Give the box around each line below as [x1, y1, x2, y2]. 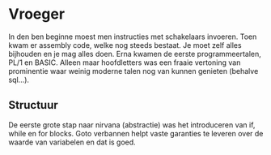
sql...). [8, 75, 30, 84]
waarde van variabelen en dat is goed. [8, 137, 136, 147]
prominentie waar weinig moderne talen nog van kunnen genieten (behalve [8, 66, 259, 75]
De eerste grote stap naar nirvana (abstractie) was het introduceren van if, [8, 119, 256, 130]
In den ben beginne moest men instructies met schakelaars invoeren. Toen [8, 32, 257, 41]
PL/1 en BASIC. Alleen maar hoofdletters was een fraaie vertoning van [8, 58, 241, 67]
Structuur [8, 98, 58, 112]
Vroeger [8, 5, 66, 24]
